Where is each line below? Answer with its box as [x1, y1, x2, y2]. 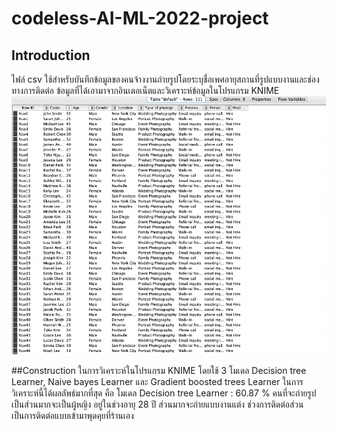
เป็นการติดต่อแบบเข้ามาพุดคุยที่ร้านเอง [11, 410, 134, 422]
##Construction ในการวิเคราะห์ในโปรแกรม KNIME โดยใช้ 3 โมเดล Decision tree [11, 365, 307, 377]
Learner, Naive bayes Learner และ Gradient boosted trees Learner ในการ [11, 376, 304, 388]
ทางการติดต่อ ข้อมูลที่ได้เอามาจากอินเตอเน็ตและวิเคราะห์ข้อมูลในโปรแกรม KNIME [11, 85, 280, 96]
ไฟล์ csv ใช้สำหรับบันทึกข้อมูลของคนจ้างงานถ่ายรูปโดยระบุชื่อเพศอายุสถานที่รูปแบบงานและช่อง [11, 73, 320, 85]
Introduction [11, 47, 91, 64]
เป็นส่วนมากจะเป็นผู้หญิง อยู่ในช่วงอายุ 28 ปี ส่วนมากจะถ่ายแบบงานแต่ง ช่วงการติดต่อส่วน [11, 398, 304, 411]
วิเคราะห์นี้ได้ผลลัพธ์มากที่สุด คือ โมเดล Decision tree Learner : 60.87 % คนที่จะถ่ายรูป [11, 387, 317, 399]
